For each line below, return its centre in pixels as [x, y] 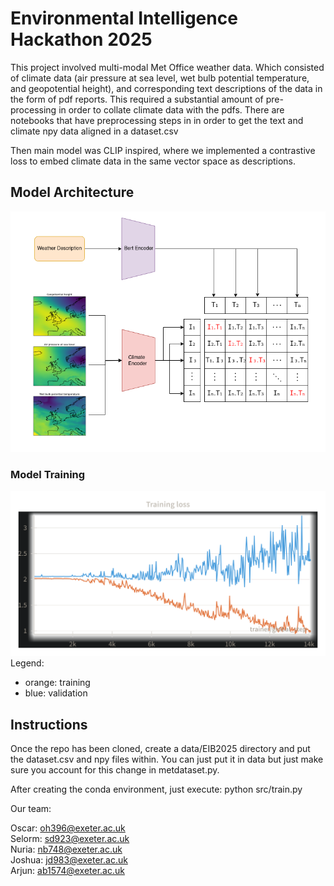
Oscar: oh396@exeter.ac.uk [68, 828]
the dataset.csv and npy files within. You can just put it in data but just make [167, 759]
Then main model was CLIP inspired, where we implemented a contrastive [163, 150]
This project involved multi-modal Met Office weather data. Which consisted [167, 67]
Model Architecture [72, 192]
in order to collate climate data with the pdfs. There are [171, 109]
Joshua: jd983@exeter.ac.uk [69, 860]
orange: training [57, 683]
